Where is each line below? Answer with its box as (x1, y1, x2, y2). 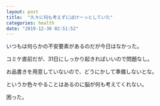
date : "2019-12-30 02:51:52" (6, 25, 79, 32)
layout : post (6, 8, 39, 15)
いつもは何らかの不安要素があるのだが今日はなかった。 (6, 43, 142, 50)
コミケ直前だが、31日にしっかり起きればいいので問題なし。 (6, 55, 153, 63)
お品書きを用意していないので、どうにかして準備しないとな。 (6, 68, 158, 75)
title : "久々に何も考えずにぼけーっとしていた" (6, 14, 113, 20)
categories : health (6, 20, 55, 26)
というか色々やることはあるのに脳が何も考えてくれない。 (6, 81, 147, 88)
